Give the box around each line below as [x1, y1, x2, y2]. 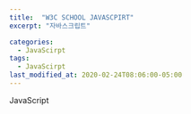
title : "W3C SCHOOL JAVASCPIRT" [9, 12, 135, 22]
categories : [9, 37, 54, 46]
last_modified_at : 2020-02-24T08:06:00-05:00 [9, 70, 182, 80]
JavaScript [9, 94, 49, 105]
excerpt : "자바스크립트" [9, 21, 91, 30]
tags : [9, 54, 30, 63]
